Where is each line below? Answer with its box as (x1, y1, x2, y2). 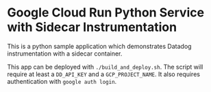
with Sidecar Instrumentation (7, 19, 177, 35)
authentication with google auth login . (7, 77, 117, 85)
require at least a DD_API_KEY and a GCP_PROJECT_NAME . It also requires (7, 70, 201, 78)
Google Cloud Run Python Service (7, 5, 204, 21)
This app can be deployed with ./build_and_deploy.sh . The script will (7, 62, 203, 71)
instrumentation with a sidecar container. (7, 49, 123, 58)
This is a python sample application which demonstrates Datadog (7, 42, 192, 50)
